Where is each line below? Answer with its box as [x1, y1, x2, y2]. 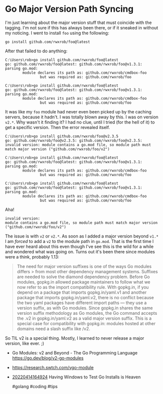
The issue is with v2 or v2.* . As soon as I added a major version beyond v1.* [5, 233, 159, 239]
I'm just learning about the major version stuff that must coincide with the [5, 20, 152, 25]
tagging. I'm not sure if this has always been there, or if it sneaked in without [5, 24, 158, 30]
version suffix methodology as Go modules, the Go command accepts [17, 310, 157, 316]
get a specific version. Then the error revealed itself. [5, 124, 110, 130]
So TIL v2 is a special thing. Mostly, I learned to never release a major [5, 335, 145, 341]
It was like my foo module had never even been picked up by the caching [5, 109, 152, 114]
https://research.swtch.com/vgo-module [12, 364, 94, 370]
